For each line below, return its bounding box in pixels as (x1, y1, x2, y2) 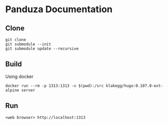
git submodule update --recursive (5, 46, 79, 51)
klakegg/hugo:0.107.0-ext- (105, 83, 163, 88)
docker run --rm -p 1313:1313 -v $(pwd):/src (5, 83, 104, 88)
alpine (5, 87, 19, 92)
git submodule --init (5, 42, 52, 47)
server (21, 87, 36, 92)
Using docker (5, 73, 34, 79)
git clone (5, 37, 27, 42)
